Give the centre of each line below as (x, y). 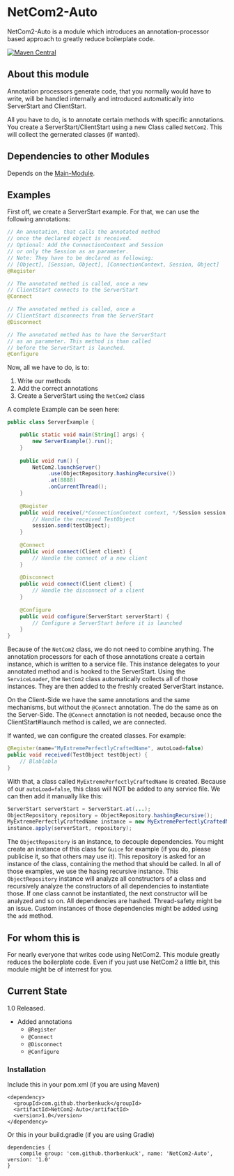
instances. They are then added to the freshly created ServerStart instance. (116, 686)
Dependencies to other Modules (78, 157)
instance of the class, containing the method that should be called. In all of (114, 864)
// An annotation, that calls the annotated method (84, 232)
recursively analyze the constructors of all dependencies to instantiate (108, 886)
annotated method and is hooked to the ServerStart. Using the (96, 671)
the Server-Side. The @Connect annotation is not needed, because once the (115, 715)
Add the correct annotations (58, 389)
